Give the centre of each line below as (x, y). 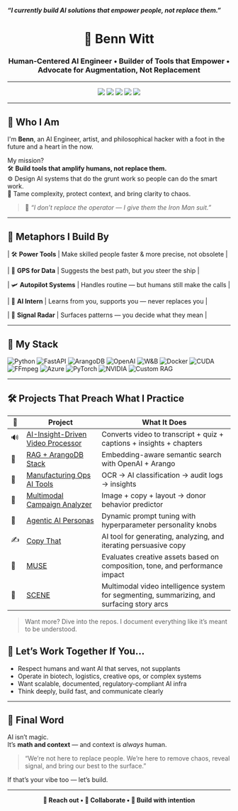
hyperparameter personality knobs (159, 525)
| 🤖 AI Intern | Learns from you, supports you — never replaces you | (107, 301)
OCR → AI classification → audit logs (162, 475)
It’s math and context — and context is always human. (87, 745)
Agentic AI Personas (60, 520)
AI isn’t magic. (28, 737)
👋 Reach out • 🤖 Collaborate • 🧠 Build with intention (119, 800)
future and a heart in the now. (50, 147)
